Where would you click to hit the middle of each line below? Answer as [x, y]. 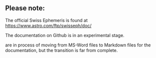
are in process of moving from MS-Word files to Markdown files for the [78, 45]
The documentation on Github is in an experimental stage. [65, 35]
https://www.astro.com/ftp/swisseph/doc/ [48, 25]
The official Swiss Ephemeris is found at [46, 20]
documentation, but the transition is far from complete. [61, 50]
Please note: [25, 8]
